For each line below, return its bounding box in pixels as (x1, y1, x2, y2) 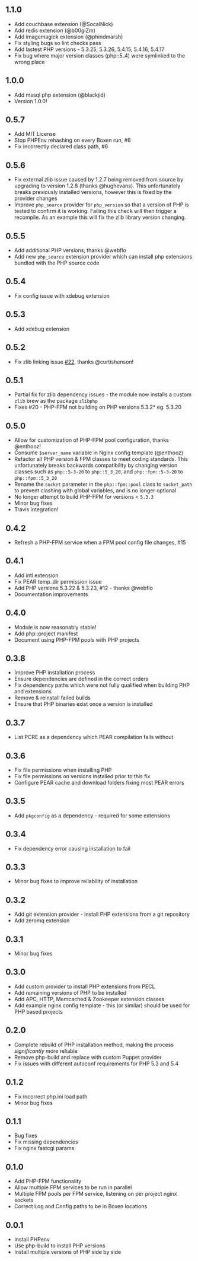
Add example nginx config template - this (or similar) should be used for (14, 1002, 190, 1009)
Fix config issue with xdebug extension (14, 292, 110, 299)
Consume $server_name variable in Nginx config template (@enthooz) (14, 449, 184, 456)
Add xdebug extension (14, 325, 70, 332)
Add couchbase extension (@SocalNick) (14, 20, 113, 27)
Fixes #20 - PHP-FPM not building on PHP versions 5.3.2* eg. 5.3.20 (14, 403, 182, 411)
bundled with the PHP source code (14, 259, 100, 266)
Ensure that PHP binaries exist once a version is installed (14, 700, 153, 708)
